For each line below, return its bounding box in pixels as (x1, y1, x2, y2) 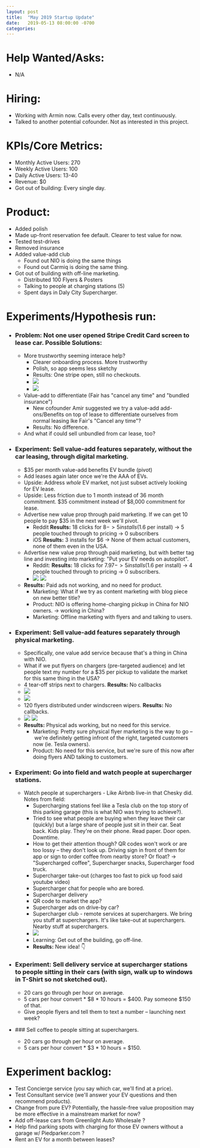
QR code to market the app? (32, 898, 102, 905)
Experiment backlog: (6, 1065, 112, 1079)
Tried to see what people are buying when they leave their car (32, 815, 186, 822)
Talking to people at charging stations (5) (23, 283, 125, 289)
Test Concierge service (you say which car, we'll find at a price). (14, 1085, 173, 1092)
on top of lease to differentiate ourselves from (65, 411, 179, 418)
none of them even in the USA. (32, 543, 109, 550)
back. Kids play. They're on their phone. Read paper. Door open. (32, 828, 191, 835)
